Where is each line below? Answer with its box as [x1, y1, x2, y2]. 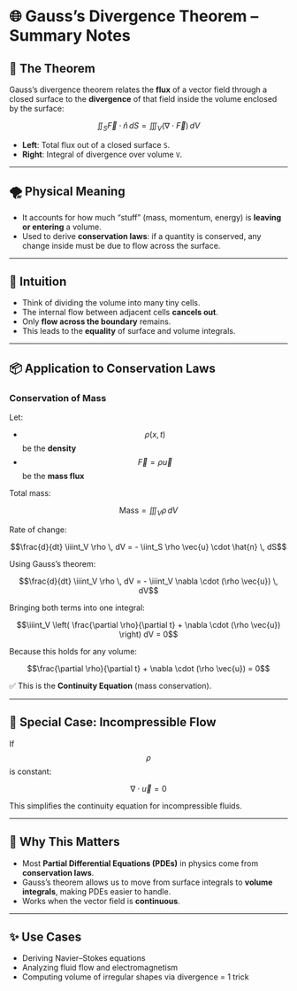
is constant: [9, 766, 52, 777]
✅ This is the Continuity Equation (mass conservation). [9, 680, 212, 691]
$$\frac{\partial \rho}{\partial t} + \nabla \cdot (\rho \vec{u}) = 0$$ [27, 662, 270, 674]
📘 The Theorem [9, 60, 95, 76]
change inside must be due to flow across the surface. [21, 240, 221, 251]
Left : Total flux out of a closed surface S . [21, 139, 171, 150]
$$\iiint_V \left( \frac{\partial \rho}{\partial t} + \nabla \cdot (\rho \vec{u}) [16, 619, 281, 630]
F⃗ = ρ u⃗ [137, 457, 172, 468]
